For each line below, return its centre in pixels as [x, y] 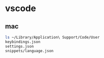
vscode [21, 8]
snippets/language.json [29, 51]
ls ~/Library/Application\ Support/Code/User [52, 37]
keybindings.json [23, 42]
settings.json [20, 46]
